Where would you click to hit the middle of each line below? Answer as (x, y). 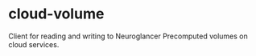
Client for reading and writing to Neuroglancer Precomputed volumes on (128, 36)
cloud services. (34, 44)
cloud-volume (56, 14)
